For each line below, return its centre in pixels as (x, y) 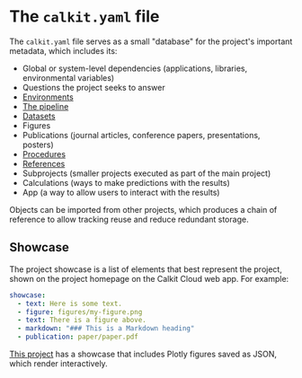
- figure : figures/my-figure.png (80, 312)
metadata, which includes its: (63, 50)
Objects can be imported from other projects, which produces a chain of (143, 209)
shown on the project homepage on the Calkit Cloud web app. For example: (149, 278)
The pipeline (45, 106)
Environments (48, 97)
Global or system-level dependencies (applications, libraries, (135, 68)
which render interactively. (58, 364)
